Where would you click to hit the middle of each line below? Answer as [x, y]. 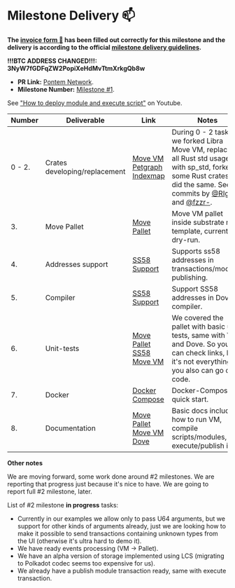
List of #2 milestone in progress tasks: [63, 505]
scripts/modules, [199, 437]
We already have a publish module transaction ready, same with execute [122, 570]
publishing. [190, 278]
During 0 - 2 [192, 132]
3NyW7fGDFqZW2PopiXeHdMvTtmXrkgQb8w [76, 68]
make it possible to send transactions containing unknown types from [117, 533]
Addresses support [77, 264]
